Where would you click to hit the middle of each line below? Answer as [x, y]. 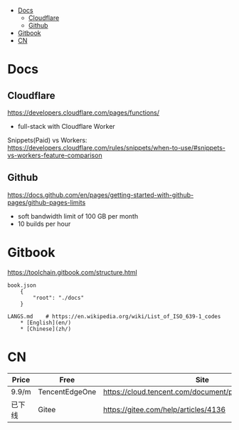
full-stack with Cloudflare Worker [66, 126]
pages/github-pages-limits [47, 202]
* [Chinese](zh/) [46, 329]
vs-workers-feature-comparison [55, 155]
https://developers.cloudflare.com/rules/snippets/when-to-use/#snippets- [116, 148]
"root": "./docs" [58, 298]
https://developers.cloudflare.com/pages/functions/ [84, 112]
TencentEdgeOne [67, 392]
